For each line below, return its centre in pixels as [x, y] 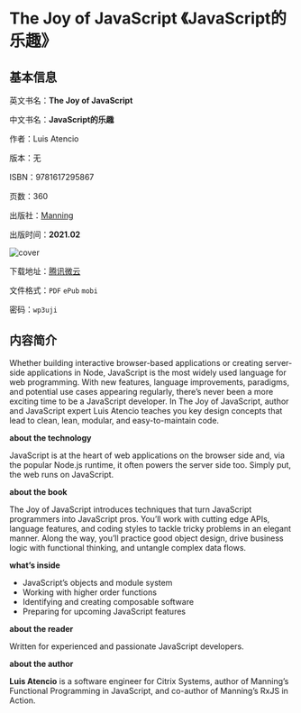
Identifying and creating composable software [108, 601]
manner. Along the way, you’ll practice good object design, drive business [146, 538]
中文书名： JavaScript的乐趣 [62, 119]
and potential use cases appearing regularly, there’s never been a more [141, 391]
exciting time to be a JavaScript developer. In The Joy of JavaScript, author [149, 401]
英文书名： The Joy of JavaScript [71, 101]
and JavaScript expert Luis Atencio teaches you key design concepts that [146, 410]
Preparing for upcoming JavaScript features [104, 611]
